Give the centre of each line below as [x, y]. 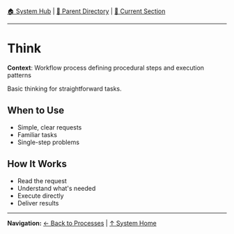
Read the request [42, 180]
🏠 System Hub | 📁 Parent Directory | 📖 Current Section [86, 11]
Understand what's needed [56, 188]
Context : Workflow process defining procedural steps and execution [106, 68]
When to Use [36, 110]
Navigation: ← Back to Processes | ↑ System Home [82, 223]
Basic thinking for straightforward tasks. [64, 88]
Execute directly [40, 196]
